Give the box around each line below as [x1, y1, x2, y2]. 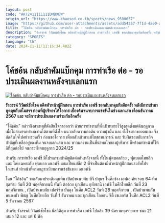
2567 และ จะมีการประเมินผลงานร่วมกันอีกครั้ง [5, 113, 81, 119]
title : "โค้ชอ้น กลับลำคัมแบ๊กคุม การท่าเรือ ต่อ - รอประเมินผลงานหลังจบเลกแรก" [5, 26, 130, 30]
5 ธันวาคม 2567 [5, 197, 34, 204]
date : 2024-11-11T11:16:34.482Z [5, 44, 71, 49]
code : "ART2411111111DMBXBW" [5, 12, 65, 17]
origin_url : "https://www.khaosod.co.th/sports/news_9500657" [5, 16, 135, 21]
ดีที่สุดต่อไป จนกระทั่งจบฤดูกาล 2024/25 [5, 145, 73, 151]
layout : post [5, 7, 32, 12]
